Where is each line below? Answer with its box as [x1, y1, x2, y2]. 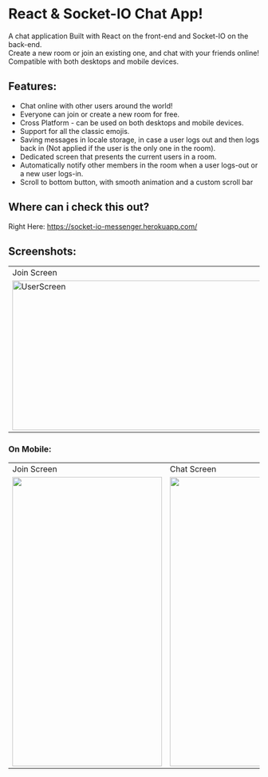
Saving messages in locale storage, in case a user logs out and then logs [19, 135, 260, 144]
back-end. [8, 39, 42, 49]
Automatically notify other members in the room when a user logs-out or [19, 160, 258, 170]
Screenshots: [8, 244, 77, 258]
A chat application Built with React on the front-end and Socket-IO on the [8, 31, 249, 41]
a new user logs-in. [19, 168, 84, 178]
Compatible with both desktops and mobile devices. [8, 57, 179, 66]
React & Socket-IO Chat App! [8, 5, 203, 23]
